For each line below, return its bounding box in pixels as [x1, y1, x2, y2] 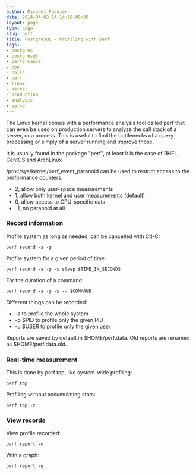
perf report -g [6, 463, 44, 469]
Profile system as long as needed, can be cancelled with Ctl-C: [6, 233, 160, 240]
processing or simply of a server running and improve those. [6, 138, 154, 145]
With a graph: [6, 452, 40, 459]
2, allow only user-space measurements [14, 185, 113, 192]
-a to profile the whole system [14, 310, 88, 317]
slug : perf [6, 31, 33, 37]
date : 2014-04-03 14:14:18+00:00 [6, 14, 89, 20]
